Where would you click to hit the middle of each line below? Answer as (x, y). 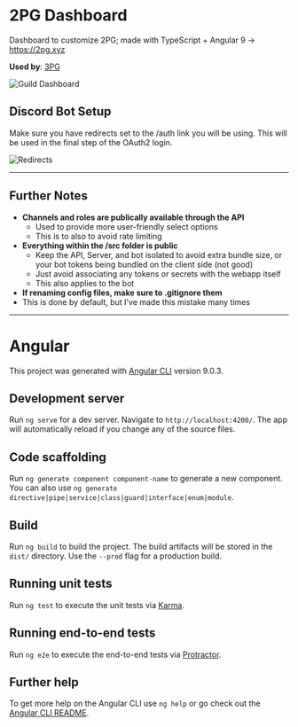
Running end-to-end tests (82, 633)
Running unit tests (61, 584)
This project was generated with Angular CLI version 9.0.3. (116, 371)
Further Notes (49, 196)
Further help (44, 682)
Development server (67, 399)
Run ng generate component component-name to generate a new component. (146, 479)
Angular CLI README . (49, 713)
